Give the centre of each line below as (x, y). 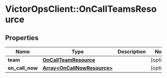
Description (132, 52)
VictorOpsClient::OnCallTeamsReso (81, 9)
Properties (22, 38)
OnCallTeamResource (69, 60)
